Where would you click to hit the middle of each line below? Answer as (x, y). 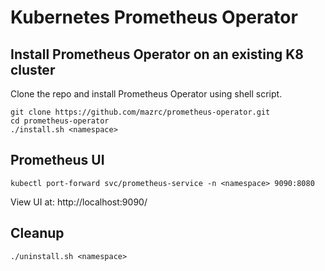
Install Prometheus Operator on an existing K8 (157, 54)
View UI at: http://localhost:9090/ (79, 202)
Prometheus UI (57, 160)
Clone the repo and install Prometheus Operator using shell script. (146, 94)
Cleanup (37, 233)
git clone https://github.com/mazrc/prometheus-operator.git (140, 112)
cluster (33, 69)
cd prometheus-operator (60, 121)
